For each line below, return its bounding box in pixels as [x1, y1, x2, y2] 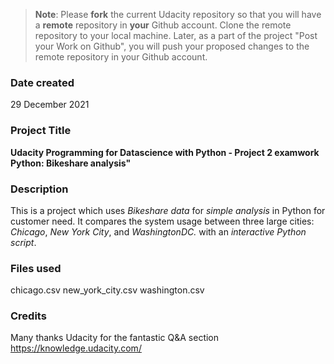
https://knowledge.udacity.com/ [10, 342, 142, 354]
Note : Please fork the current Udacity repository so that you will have [34, 9, 322, 20]
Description [10, 182, 69, 196]
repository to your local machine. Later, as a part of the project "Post [34, 30, 318, 41]
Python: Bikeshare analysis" [10, 157, 132, 169]
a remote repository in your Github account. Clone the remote [34, 19, 292, 31]
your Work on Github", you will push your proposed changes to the [34, 40, 310, 52]
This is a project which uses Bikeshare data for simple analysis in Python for [10, 204, 326, 216]
